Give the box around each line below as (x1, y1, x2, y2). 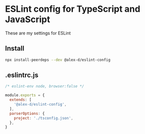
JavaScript (5, 14, 50, 25)
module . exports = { (5, 93, 45, 98)
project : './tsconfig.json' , (14, 115, 73, 121)
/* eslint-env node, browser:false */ (5, 84, 84, 89)
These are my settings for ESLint (5, 30, 71, 36)
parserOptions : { (9, 111, 45, 116)
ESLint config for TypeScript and (5, 3, 141, 15)
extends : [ (9, 97, 32, 103)
